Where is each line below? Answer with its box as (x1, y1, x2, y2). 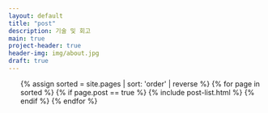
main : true (8, 34, 45, 43)
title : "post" (8, 19, 57, 27)
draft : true (8, 57, 49, 65)
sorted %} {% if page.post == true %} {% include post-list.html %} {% (19, 87, 255, 97)
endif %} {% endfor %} (19, 96, 98, 106)
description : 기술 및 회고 (8, 27, 91, 35)
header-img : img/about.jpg (8, 49, 100, 57)
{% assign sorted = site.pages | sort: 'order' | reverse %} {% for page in (19, 78, 261, 89)
